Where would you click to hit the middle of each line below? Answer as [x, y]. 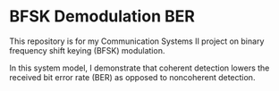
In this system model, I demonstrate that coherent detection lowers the [139, 68]
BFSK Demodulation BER [102, 17]
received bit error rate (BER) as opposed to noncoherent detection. [132, 77]
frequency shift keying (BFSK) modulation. [87, 50]
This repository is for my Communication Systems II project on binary [137, 41]
